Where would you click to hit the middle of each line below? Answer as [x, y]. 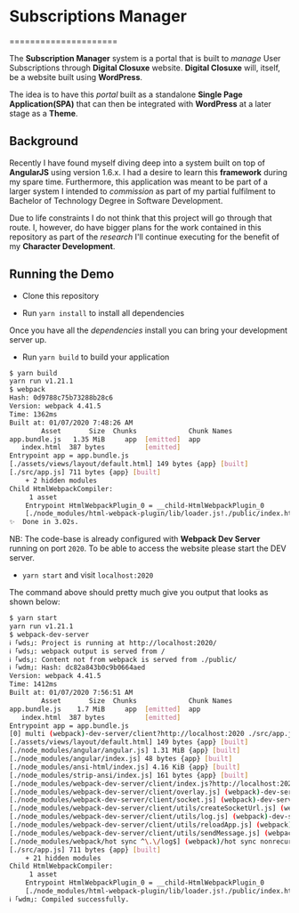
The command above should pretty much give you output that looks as [139, 593]
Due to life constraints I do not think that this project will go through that [141, 218]
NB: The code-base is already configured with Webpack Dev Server [135, 539]
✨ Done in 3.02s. [44, 522]
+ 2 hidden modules [61, 481]
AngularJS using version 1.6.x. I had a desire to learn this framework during [148, 172]
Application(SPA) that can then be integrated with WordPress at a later [140, 103]
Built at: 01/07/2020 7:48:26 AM [71, 423]
